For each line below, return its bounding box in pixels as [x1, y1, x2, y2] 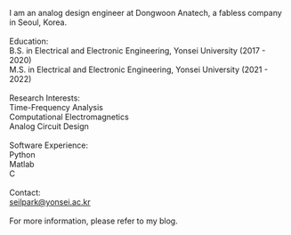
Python [9, 150, 36, 159]
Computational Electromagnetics [9, 111, 129, 122]
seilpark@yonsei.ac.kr [9, 197, 91, 207]
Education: [9, 36, 49, 46]
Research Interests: [9, 93, 80, 103]
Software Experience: [9, 140, 89, 150]
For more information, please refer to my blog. [9, 215, 178, 226]
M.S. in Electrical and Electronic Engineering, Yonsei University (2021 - [9, 64, 269, 75]
